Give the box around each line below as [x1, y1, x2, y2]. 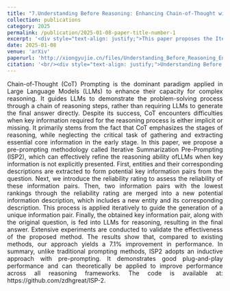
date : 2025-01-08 [7, 42, 57, 49]
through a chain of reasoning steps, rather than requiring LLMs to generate [7, 101, 223, 110]
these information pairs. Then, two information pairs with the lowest [7, 181, 223, 190]
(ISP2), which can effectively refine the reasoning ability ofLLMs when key [7, 152, 223, 161]
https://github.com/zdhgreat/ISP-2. [7, 276, 106, 284]
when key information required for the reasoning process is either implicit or [7, 116, 223, 124]
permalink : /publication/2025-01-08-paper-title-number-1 [7, 29, 176, 36]
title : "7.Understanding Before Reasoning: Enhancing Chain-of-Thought [7, 10, 216, 17]
